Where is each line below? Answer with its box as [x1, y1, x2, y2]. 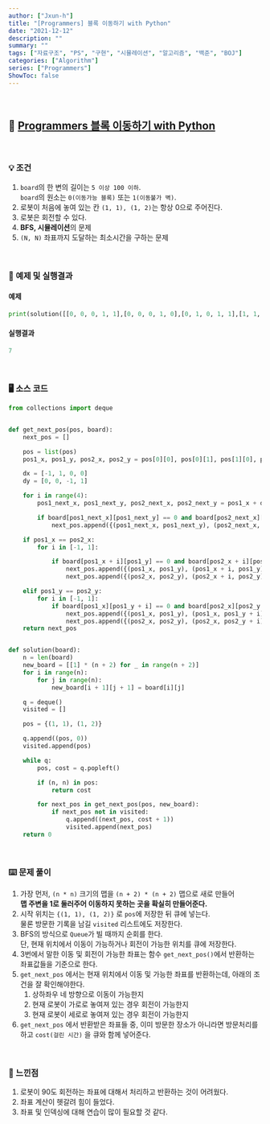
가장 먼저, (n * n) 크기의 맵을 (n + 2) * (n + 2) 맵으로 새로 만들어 [19, 889, 235, 899]
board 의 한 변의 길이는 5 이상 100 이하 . [19, 182, 141, 191]
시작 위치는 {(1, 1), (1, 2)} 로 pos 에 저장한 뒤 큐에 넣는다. [19, 909, 211, 919]
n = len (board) [22, 653, 74, 662]
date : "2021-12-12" [8, 27, 74, 35]
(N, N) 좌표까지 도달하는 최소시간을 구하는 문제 [19, 233, 169, 242]
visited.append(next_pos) [65, 823, 153, 831]
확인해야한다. [43, 979, 85, 990]
